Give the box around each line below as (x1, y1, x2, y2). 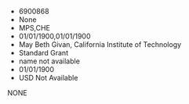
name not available (18, 56, 80, 66)
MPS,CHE (18, 23, 50, 32)
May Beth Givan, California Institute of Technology (18, 40, 182, 49)
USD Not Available (18, 74, 78, 82)
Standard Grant (18, 48, 68, 57)
